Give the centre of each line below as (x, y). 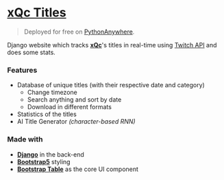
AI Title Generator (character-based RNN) (76, 122)
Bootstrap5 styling (43, 161)
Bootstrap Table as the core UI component (78, 169)
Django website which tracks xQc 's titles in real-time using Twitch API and (112, 45)
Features (22, 70)
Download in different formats (69, 107)
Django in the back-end (50, 154)
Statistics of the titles (47, 114)
